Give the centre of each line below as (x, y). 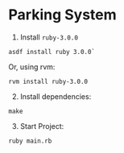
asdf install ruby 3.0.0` (52, 52)
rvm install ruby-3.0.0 (48, 81)
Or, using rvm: (32, 67)
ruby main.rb (30, 141)
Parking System (62, 15)
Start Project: (42, 126)
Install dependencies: (56, 96)
